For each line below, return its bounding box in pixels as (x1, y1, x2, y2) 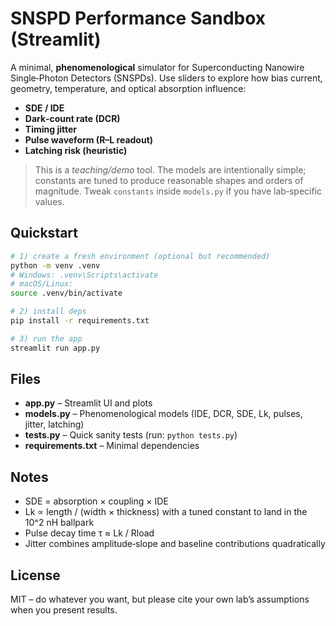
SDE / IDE (24, 102, 65, 114)
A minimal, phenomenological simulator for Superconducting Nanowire (10, 61, 305, 73)
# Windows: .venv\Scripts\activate (10, 270, 159, 280)
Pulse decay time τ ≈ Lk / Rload (24, 527, 155, 539)
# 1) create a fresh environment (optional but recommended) (10, 251, 271, 261)
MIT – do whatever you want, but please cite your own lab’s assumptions (10, 593, 310, 606)
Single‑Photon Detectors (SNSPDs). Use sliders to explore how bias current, (10, 72, 323, 84)
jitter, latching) (24, 418, 85, 431)
